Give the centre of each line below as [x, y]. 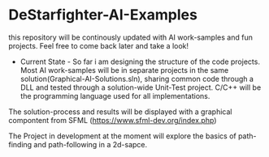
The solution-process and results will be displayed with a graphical [120, 112]
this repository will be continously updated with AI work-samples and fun [131, 37]
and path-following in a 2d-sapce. [91, 144]
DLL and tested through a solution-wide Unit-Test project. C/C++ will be [141, 87]
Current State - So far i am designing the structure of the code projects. [140, 62]
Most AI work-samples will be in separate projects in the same [124, 70]
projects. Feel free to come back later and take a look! [99, 45]
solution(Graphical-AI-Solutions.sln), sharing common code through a [137, 78]
